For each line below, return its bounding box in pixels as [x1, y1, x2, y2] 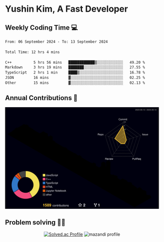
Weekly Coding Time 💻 [5, 23, 78, 32]
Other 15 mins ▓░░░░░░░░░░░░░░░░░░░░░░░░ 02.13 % [5, 80, 145, 85]
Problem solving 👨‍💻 [5, 218, 66, 227]
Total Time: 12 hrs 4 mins [5, 50, 60, 55]
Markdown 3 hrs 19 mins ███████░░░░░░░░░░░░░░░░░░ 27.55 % [5, 65, 145, 70]
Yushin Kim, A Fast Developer [5, 3, 128, 15]
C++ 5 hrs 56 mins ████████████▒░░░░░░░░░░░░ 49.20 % [5, 60, 145, 65]
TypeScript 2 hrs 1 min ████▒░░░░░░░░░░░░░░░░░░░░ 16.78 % [5, 70, 145, 75]
